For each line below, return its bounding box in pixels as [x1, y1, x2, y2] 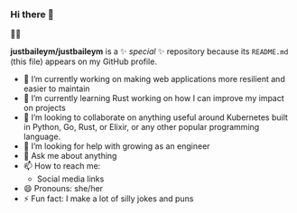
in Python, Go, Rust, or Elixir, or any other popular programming [23, 122, 260, 133]
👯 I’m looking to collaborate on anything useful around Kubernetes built [23, 112, 288, 123]
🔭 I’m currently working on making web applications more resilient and [23, 74, 285, 85]
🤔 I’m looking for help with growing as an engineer [23, 141, 210, 152]
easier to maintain [23, 83, 90, 94]
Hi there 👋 [10, 8, 55, 21]
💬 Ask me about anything [23, 151, 117, 162]
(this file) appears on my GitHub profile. [10, 56, 157, 67]
